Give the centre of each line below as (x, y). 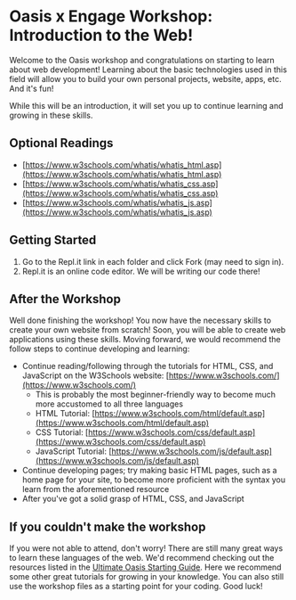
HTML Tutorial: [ (65, 414)
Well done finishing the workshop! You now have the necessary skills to (140, 321)
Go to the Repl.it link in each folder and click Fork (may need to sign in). (153, 261)
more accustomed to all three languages (109, 404)
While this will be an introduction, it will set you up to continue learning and (146, 105)
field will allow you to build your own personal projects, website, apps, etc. (145, 78)
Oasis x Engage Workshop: (111, 16)
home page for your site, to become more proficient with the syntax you (154, 480)
